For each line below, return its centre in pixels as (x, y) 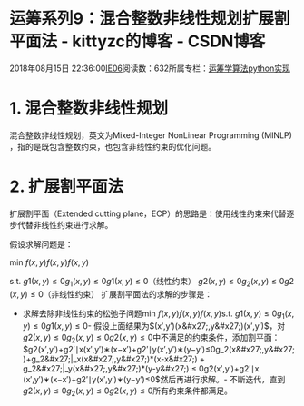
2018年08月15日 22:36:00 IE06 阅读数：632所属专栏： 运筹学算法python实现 (150, 68)
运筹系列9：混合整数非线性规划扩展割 (150, 19)
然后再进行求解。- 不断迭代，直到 (223, 380)
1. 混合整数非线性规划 (89, 109)
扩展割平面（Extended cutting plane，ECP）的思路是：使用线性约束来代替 (148, 213)
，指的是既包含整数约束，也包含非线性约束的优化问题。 (113, 146)
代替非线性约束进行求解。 (65, 224)
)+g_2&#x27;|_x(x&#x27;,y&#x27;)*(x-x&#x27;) (110, 359)
